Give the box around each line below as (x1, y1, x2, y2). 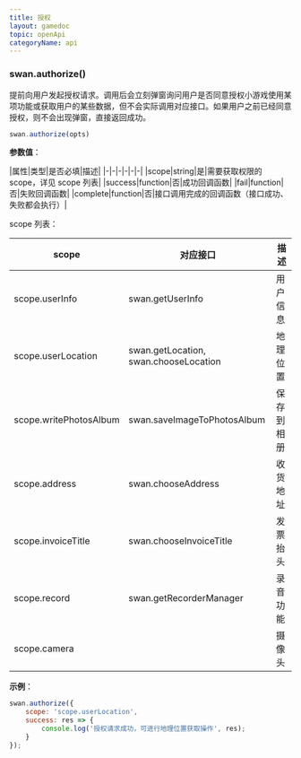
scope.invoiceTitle (13, 535, 90, 547)
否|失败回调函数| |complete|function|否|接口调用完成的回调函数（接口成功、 (9, 188, 288, 199)
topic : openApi (9, 30, 66, 39)
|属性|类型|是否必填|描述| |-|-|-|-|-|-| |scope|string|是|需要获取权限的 (9, 166, 262, 177)
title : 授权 (9, 13, 51, 22)
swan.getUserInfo (128, 292, 204, 305)
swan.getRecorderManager (128, 592, 244, 605)
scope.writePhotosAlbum (13, 414, 120, 426)
